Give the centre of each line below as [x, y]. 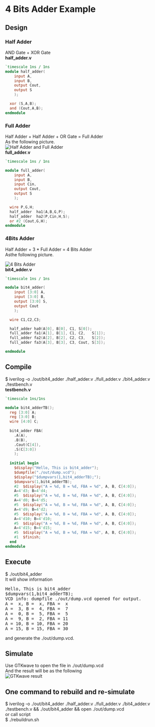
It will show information [29, 579]
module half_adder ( [25, 71]
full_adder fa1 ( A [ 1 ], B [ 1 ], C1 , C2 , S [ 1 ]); [58, 333]
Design [16, 28]
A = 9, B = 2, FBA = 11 [37, 619]
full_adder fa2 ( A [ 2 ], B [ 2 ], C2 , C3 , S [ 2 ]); [58, 338]
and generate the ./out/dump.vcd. [40, 638]
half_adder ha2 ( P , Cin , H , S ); [40, 216]
